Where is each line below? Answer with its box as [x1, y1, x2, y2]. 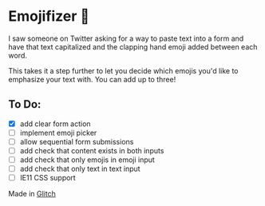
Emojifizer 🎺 [8, 7, 90, 26]
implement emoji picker [19, 128, 97, 137]
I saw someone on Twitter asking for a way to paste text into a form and [8, 34, 244, 43]
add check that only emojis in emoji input [19, 155, 156, 164]
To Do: [8, 97, 42, 111]
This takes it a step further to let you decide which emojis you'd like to [8, 65, 239, 75]
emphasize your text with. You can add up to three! [8, 74, 176, 84]
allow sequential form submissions [19, 137, 134, 146]
